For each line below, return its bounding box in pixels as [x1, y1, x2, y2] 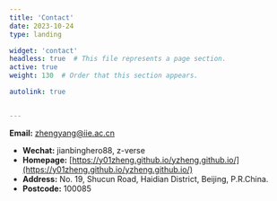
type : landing [9, 30, 63, 39]
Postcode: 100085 [22, 183, 91, 194]
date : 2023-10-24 [9, 22, 74, 31]
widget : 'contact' [9, 46, 78, 55]
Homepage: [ [22, 154, 73, 165]
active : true [9, 63, 58, 72]
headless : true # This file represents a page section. [9, 55, 227, 64]
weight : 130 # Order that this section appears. [9, 71, 199, 81]
